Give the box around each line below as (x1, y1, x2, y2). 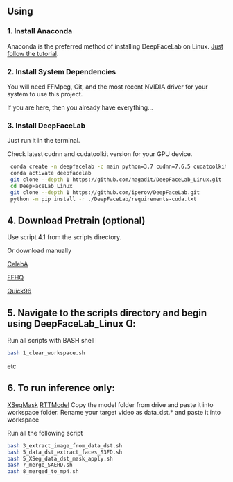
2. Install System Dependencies (7, 67, 116, 76)
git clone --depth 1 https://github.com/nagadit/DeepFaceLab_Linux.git (10, 176, 222, 183)
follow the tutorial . (7, 49, 59, 58)
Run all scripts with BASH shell (7, 336, 95, 345)
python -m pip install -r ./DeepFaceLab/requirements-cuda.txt (10, 196, 197, 203)
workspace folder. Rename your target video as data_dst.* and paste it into (7, 408, 221, 416)
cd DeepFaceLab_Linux (10, 182, 73, 189)
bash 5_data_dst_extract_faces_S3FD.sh (7, 449, 123, 456)
